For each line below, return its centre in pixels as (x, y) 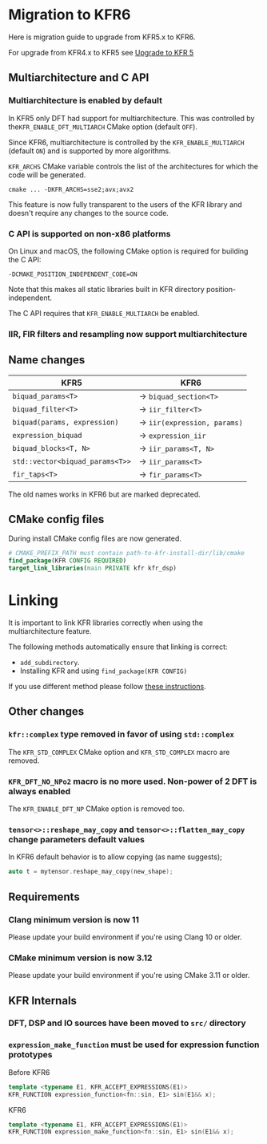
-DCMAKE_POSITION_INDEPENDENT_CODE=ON (73, 274)
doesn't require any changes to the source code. (89, 213)
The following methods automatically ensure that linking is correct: (118, 647)
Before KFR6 (29, 1072)
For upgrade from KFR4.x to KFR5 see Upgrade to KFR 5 (101, 52)
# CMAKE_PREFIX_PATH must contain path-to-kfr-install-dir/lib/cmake (127, 554)
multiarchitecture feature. (50, 631)
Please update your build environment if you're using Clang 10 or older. (125, 937)
